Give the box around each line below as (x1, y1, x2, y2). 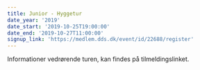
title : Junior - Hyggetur (7, 10, 82, 17)
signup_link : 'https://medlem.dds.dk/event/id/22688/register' (7, 36, 194, 43)
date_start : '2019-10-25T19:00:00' (7, 23, 110, 30)
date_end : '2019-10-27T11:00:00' (7, 29, 104, 37)
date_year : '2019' (7, 17, 60, 24)
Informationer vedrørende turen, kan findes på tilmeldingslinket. (7, 55, 190, 63)
